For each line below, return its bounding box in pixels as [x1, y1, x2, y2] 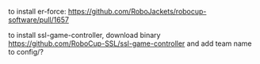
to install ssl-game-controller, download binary [8, 31, 161, 40]
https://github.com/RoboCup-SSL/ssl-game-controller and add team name [8, 39, 252, 48]
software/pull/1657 [8, 15, 70, 24]
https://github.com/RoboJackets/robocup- [67, 7, 207, 16]
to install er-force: [8, 7, 67, 16]
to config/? [8, 47, 44, 56]
